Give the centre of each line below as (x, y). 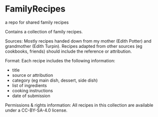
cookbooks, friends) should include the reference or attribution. (69, 51)
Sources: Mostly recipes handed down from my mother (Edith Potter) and (78, 41)
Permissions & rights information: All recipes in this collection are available (79, 105)
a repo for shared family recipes (37, 22)
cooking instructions (32, 90)
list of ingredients (29, 85)
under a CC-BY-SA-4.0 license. (36, 110)
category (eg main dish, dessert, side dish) (55, 80)
